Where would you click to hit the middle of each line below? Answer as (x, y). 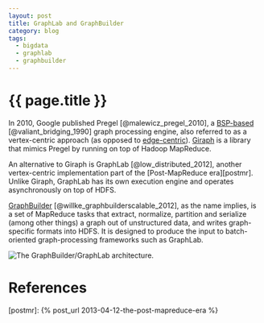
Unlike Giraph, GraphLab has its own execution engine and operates (121, 181)
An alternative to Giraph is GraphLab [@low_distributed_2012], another (125, 164)
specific (22, 231)
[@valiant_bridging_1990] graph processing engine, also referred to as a (128, 131)
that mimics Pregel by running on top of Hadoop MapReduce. (110, 148)
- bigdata (32, 46)
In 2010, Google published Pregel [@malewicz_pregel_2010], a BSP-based (131, 122)
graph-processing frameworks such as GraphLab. (120, 239)
